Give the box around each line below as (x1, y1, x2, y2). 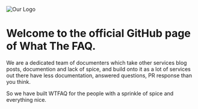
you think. (6, 78, 31, 85)
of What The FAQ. (6, 40, 96, 53)
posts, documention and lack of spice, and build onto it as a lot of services (6, 65, 191, 72)
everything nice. (6, 96, 47, 103)
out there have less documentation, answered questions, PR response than (6, 72, 193, 79)
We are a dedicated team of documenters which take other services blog (6, 59, 187, 66)
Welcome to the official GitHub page (6, 27, 191, 40)
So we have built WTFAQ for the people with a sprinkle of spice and (6, 90, 174, 97)
